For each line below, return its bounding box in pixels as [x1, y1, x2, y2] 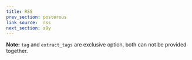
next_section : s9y [6, 25, 51, 31]
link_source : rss [6, 19, 51, 25]
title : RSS [6, 8, 33, 15]
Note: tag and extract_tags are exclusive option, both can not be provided [6, 41, 187, 48]
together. [6, 48, 28, 55]
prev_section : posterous [6, 14, 67, 20]
